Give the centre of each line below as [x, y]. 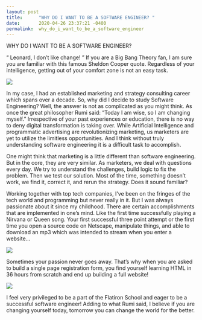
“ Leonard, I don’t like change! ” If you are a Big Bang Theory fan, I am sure [99, 57]
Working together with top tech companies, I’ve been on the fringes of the [98, 194]
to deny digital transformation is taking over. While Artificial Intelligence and [100, 126]
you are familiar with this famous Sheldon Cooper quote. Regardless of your [100, 64]
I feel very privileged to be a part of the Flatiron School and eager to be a [97, 298]
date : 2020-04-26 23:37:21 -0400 [56, 23]
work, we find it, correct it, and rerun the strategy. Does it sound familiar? [97, 182]
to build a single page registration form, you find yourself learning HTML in [99, 268]
